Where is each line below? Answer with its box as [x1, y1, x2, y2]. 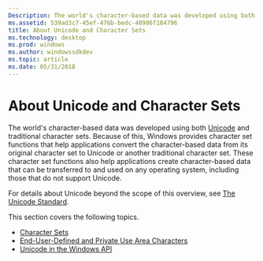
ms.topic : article [8, 56, 69, 64]
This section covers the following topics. [8, 212, 139, 222]
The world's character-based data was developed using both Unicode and [8, 123, 250, 132]
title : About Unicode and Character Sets [8, 26, 146, 34]
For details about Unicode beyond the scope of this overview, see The [8, 188, 236, 198]
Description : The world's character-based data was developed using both [8, 11, 256, 20]
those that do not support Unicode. [8, 173, 122, 182]
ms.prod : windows [8, 41, 65, 49]
